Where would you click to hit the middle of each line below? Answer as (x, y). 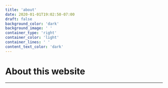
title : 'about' (21, 10)
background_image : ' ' (29, 28)
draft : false (19, 19)
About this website (45, 71)
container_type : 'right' (31, 33)
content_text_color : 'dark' (34, 47)
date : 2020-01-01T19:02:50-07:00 (40, 14)
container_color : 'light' (32, 38)
